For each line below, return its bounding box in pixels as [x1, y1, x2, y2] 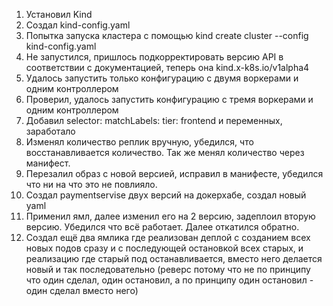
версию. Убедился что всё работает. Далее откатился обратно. [25, 221, 300, 233]
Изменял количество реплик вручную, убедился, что [25, 136, 254, 148]
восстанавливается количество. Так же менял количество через [25, 147, 305, 158]
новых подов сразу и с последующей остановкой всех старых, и [25, 242, 304, 254]
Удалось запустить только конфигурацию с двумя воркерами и [25, 72, 299, 84]
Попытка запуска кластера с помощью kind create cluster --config [25, 30, 309, 41]
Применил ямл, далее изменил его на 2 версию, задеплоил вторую [25, 210, 316, 222]
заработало [25, 125, 76, 137]
